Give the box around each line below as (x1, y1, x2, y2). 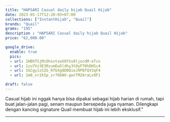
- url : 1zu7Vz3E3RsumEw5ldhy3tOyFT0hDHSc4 (10, 64, 101, 69)
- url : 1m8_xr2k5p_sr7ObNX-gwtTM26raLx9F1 (10, 73, 101, 78)
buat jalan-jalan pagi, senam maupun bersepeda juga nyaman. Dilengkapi (5, 101, 158, 107)
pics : (10, 54, 22, 59)
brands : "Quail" (5, 21, 39, 27)
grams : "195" (5, 26, 33, 31)
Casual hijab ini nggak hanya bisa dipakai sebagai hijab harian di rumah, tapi (5, 95, 164, 101)
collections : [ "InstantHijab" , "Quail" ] (5, 17, 92, 22)
